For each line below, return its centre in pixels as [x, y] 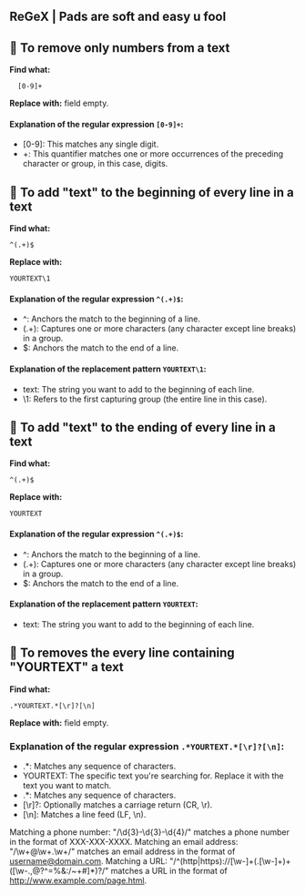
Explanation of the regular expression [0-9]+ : [97, 124]
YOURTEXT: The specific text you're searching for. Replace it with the [153, 776]
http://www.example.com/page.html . [78, 880]
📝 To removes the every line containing [122, 653]
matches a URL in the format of [169, 870]
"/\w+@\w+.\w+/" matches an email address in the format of [122, 851]
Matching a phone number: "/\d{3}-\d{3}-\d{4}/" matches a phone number [149, 832]
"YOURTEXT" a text [67, 667]
